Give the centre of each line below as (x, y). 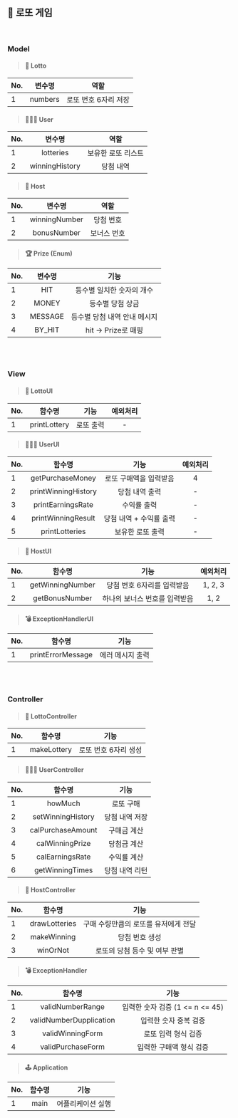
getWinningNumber (62, 585)
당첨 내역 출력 (140, 491)
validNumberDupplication (72, 1020)
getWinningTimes (64, 869)
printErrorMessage (61, 655)
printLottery (50, 424)
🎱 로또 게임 (30, 13)
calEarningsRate (64, 857)
